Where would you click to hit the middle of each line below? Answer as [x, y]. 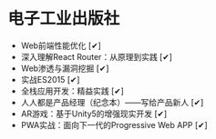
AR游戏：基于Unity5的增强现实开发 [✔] [94, 114]
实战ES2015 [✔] [50, 79]
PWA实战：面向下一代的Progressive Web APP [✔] [114, 124]
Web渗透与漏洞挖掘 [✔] [65, 68]
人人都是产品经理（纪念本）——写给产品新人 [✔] [112, 102]
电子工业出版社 [64, 19]
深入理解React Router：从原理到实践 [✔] [97, 56]
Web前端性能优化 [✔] [61, 45]
